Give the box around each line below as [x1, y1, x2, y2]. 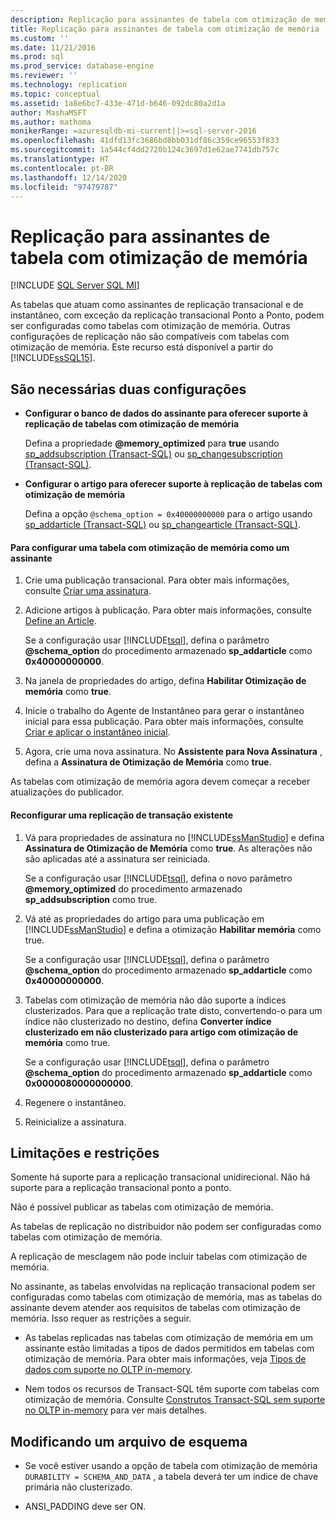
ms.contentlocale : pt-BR [10, 163, 114, 173]
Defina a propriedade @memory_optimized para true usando [24, 437, 280, 450]
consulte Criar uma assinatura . [24, 585, 152, 597]
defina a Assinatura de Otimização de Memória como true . [24, 756, 272, 768]
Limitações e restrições [10, 1144, 160, 1161]
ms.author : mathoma [10, 117, 92, 127]
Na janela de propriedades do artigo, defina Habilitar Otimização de [24, 675, 307, 687]
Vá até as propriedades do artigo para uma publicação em [24, 912, 265, 925]
